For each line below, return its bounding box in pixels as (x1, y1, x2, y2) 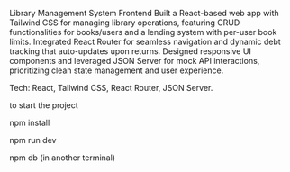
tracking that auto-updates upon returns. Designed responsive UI (9, 46, 252, 57)
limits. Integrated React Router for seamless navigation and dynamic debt (9, 36, 281, 47)
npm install (9, 117, 50, 128)
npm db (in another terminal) (9, 152, 115, 163)
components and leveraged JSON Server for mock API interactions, (9, 56, 260, 66)
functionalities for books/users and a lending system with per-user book (9, 27, 277, 37)
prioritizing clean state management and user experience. (9, 65, 224, 76)
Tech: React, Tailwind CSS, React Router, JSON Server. (9, 83, 213, 93)
